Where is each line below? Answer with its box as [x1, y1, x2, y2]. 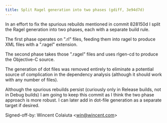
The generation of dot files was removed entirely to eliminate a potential [5, 66, 154, 72]
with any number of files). [5, 76, 59, 82]
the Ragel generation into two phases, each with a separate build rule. [5, 26, 149, 32]
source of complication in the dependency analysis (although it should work [5, 71, 162, 77]
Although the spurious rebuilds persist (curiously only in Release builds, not [5, 86, 161, 92]
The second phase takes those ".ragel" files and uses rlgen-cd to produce [5, 51, 158, 57]
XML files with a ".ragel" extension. [5, 41, 78, 47]
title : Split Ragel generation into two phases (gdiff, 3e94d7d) [5, 7, 144, 12]
